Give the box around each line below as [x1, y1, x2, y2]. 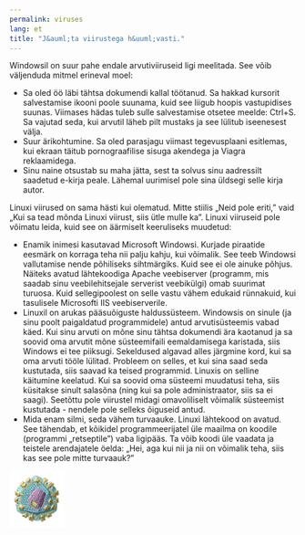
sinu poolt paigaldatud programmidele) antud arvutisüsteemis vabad [22, 317, 280, 328]
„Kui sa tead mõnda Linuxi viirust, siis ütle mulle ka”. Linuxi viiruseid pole [9, 212, 280, 223]
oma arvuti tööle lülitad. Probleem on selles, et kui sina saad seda [22, 356, 269, 367]
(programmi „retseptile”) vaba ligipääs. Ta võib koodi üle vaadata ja [22, 434, 275, 445]
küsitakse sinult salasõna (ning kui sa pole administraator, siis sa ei [22, 384, 273, 396]
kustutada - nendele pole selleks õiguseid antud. [22, 404, 206, 415]
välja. [22, 126, 44, 137]
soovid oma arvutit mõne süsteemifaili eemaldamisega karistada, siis [22, 336, 280, 347]
